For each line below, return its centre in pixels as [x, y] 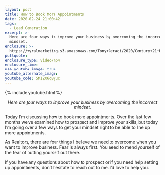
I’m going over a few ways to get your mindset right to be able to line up [78, 127]
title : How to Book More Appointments [45, 14]
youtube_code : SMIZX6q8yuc [33, 78]
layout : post [18, 10]
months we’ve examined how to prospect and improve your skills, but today [82, 122]
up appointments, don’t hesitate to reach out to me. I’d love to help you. [77, 167]
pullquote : [16, 55]
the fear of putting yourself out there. [42, 152]
